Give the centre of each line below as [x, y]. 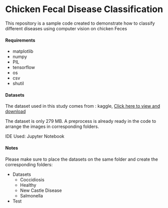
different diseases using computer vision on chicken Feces [66, 28]
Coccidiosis [32, 179]
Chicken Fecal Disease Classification [84, 9]
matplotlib [23, 51]
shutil [18, 84]
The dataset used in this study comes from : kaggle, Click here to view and [83, 106]
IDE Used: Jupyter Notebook [35, 136]
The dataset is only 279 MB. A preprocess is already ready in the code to [81, 121]
